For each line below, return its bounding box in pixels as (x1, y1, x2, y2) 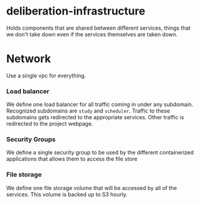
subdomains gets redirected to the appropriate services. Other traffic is (6, 114, 184, 121)
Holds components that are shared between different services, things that (6, 24, 191, 31)
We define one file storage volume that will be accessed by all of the (6, 184, 177, 191)
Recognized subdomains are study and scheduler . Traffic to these (6, 107, 170, 114)
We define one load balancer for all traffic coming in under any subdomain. (6, 101, 193, 108)
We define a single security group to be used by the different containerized (6, 149, 194, 156)
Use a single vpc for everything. (6, 71, 86, 79)
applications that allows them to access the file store (6, 156, 138, 163)
